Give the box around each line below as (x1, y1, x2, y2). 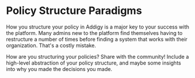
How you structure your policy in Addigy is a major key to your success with (6, 23, 189, 30)
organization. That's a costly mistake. (6, 42, 97, 49)
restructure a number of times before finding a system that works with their (6, 36, 188, 42)
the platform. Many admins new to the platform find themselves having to (6, 29, 183, 36)
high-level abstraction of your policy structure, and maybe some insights (6, 59, 182, 66)
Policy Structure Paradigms (6, 4, 142, 17)
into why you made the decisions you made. (6, 65, 112, 72)
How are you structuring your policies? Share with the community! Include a (6, 53, 189, 60)
